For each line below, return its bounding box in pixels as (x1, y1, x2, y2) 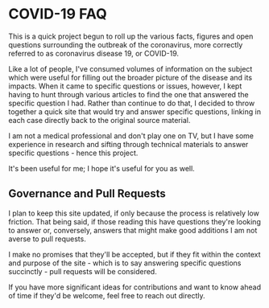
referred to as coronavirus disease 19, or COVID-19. (8, 48, 180, 58)
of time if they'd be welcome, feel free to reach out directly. (8, 290, 205, 300)
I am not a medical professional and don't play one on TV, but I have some (8, 130, 255, 141)
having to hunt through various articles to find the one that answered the (8, 89, 249, 99)
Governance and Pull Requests (8, 187, 167, 201)
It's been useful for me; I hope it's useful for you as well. (8, 163, 195, 173)
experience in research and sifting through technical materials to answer (8, 139, 249, 149)
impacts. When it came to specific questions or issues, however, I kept (8, 81, 242, 91)
